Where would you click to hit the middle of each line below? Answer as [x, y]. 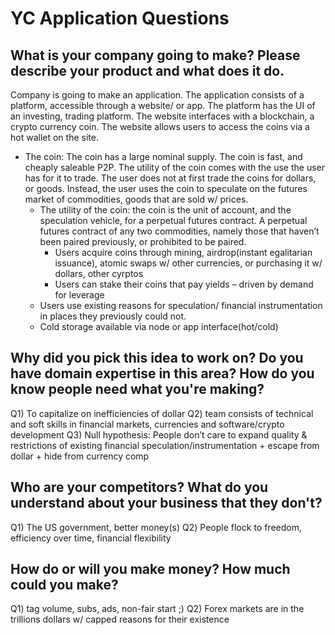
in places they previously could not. [113, 316]
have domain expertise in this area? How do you [162, 373]
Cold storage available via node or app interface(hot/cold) [159, 326]
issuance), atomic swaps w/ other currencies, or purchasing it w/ [188, 263]
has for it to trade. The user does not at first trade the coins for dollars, [170, 178]
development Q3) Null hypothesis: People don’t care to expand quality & [159, 434]
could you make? [64, 585]
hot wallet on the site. [54, 137]
